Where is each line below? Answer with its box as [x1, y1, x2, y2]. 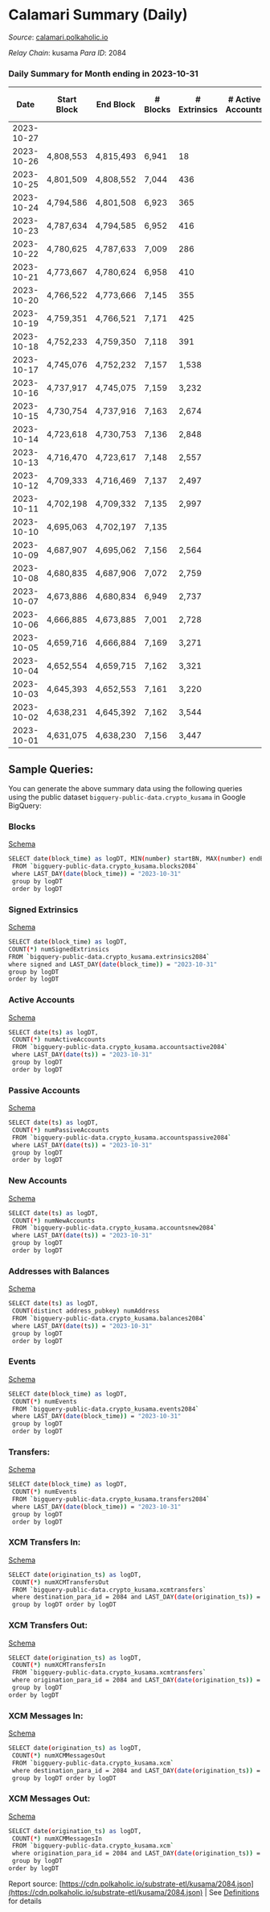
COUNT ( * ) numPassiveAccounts [11, 1126, 110, 1134]
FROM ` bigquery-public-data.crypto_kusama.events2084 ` [11, 1404, 199, 1413]
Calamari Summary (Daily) [8, 6, 188, 24]
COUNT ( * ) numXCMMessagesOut [11, 1751, 106, 1760]
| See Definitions [204, 1887, 260, 1897]
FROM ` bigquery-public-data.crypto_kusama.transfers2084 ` [11, 1495, 211, 1503]
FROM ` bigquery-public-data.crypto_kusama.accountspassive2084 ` [11, 1134, 231, 1142]
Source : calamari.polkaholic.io [8, 32, 108, 42]
